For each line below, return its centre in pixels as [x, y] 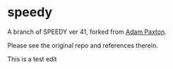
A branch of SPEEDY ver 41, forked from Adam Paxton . [87, 32]
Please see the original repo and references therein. [83, 45]
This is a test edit [32, 59]
